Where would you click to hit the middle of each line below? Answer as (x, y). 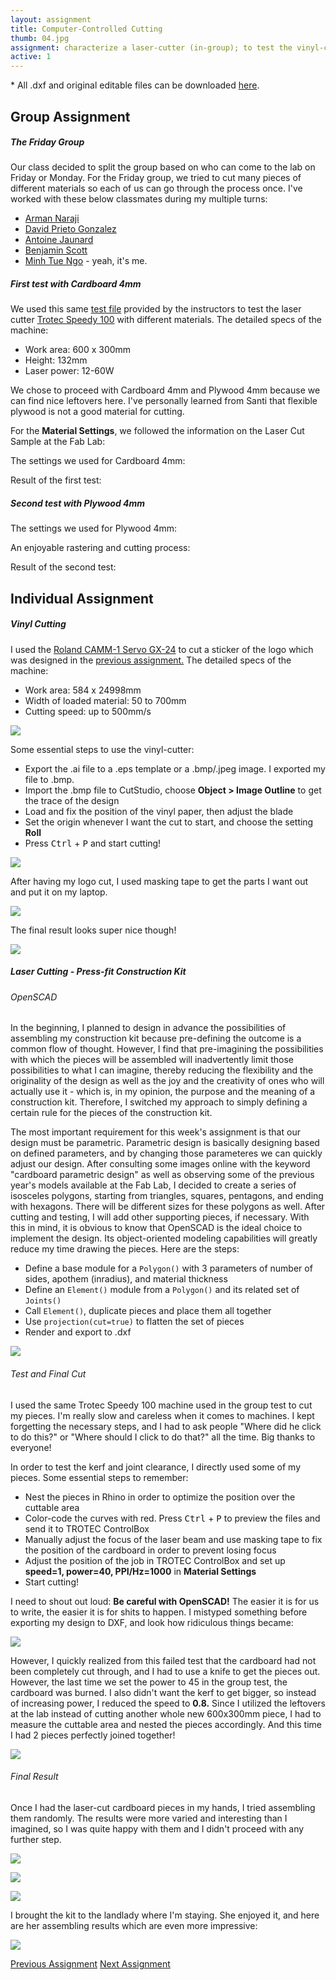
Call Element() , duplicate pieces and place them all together (148, 1311)
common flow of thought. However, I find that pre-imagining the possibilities (167, 1049)
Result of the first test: (56, 480)
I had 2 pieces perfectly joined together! (93, 1735)
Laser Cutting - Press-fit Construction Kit (98, 972)
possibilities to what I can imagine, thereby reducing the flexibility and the (162, 1070)
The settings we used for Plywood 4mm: (94, 528)
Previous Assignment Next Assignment (90, 1963)
